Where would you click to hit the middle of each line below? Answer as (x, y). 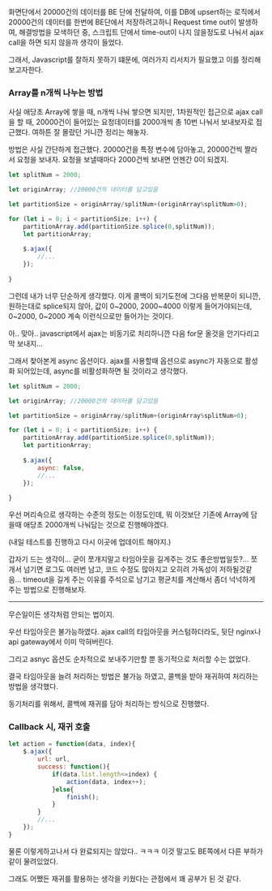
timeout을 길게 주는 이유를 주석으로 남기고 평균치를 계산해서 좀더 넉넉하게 (139, 579)
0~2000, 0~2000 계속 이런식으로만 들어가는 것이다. (91, 316)
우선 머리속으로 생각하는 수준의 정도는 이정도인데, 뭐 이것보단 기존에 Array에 (129, 514)
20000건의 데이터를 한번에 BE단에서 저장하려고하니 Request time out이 (123, 22)
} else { (63, 790)
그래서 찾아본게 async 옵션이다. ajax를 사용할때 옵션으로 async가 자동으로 (126, 360)
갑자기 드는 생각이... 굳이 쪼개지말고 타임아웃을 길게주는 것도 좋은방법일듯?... (129, 559)
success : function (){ (74, 767)
